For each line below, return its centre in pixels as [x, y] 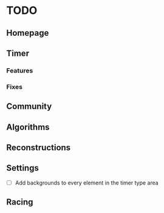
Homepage [28, 33]
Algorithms [28, 127]
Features [20, 70]
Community [29, 106]
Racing [20, 202]
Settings [23, 168]
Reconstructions [39, 147]
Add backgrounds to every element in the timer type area [87, 183]
